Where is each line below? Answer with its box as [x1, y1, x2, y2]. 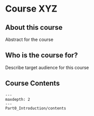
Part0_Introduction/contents [5, 105, 66, 111]
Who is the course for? [5, 51, 78, 60]
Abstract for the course [5, 36, 54, 42]
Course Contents [5, 79, 60, 88]
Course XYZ [5, 3, 58, 15]
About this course [5, 23, 63, 32]
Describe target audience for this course [5, 64, 89, 71]
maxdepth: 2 [5, 97, 30, 102]
